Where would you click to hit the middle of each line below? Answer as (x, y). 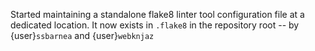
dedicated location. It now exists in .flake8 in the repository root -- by (155, 25)
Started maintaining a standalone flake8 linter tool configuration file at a (157, 14)
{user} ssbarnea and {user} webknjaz (82, 35)
